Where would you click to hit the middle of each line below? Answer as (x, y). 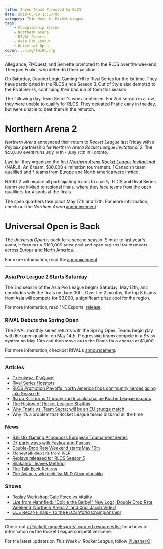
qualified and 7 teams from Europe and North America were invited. (73, 172)
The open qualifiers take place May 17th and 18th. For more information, (77, 201)
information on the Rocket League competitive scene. (58, 531)
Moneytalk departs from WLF (41, 453)
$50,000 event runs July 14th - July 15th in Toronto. (57, 152)
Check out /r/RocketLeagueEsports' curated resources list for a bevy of (76, 526)
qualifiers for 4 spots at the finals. (39, 192)
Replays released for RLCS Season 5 (49, 458)
